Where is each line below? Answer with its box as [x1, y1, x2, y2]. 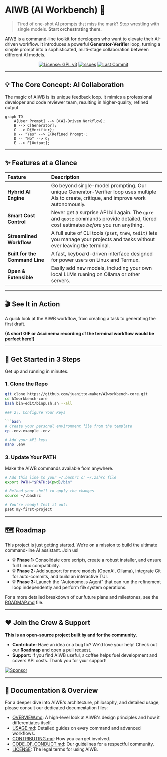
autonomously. [51, 201, 86, 208]
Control [7, 218, 26, 225]
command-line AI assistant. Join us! [5, 547, 79, 553]
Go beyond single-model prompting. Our [51, 182, 147, 189]
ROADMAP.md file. [5, 599, 44, 605]
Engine [7, 194, 25, 201]
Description [51, 173, 80, 180]
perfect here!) [5, 336, 35, 342]
